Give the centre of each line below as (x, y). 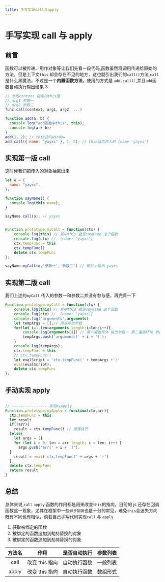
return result (24, 471)
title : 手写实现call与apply (32, 10)
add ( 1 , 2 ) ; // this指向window (35, 137)
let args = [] (28, 438)
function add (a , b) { (27, 119)
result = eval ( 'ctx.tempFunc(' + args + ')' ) (61, 457)
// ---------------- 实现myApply (39, 406)
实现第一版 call (28, 158)
